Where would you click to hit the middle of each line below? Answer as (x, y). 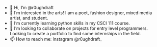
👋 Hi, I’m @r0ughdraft (32, 8)
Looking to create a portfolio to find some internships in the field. (75, 34)
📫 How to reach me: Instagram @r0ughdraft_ (56, 39)
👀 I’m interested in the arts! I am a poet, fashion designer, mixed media (81, 13)
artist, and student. (29, 18)
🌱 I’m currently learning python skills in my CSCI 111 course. (70, 23)
